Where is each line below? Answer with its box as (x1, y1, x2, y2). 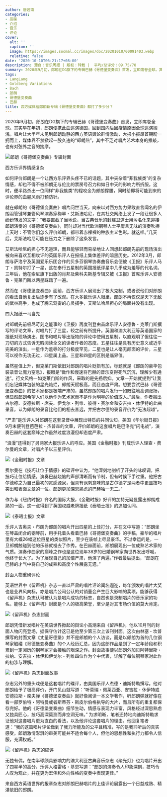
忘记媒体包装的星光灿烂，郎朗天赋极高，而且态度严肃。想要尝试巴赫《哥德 (9, 381, 162, 387)
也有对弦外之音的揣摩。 (5, 144, 53, 149)
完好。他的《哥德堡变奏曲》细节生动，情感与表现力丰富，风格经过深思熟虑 (9, 706, 162, 711)
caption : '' (9, 44, 35, 49)
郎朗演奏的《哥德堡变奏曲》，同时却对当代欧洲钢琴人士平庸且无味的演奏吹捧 (5, 223, 160, 229)
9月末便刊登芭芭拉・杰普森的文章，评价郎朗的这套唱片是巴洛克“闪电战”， (5, 423, 156, 429)
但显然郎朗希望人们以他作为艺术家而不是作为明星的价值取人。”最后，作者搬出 (5, 394, 162, 400)
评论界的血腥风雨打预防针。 (5, 194, 62, 199)
